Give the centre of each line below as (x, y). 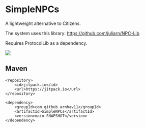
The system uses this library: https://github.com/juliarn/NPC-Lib (72, 33)
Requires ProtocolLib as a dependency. (46, 43)
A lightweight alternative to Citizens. (43, 23)
